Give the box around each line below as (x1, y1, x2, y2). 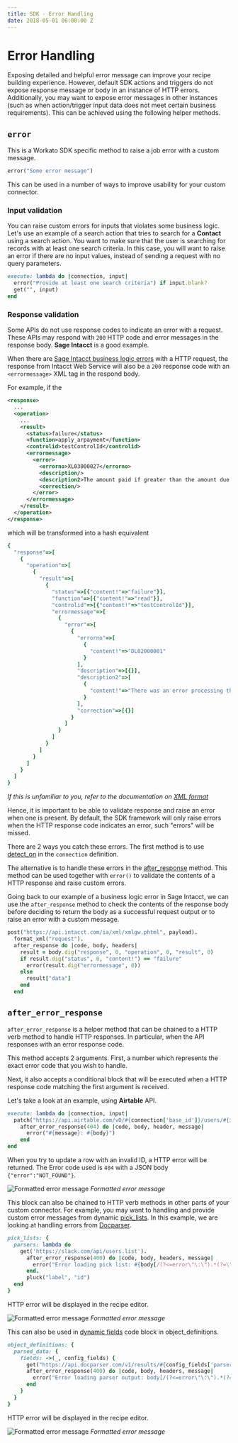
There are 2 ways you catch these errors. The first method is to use (7, 842, 205, 851)
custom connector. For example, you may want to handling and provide (7, 1206, 215, 1215)
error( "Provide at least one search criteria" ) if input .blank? (13, 279, 208, 287)
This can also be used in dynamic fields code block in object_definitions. (7, 1327, 220, 1336)
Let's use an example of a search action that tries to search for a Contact (7, 229, 222, 238)
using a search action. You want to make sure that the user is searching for (7, 237, 226, 245)
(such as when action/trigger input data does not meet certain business (7, 101, 217, 110)
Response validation (7, 309, 79, 319)
